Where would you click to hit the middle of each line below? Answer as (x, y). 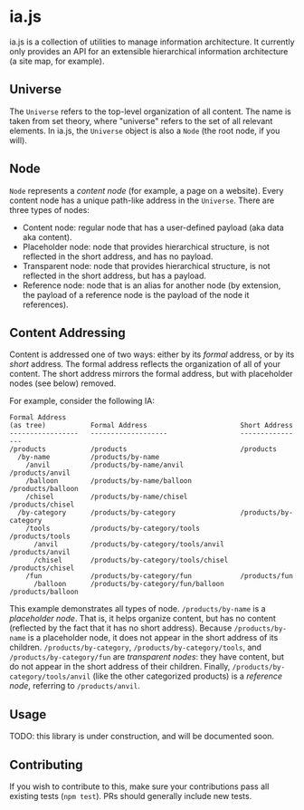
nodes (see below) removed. (63, 383)
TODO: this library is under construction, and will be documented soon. (142, 737)
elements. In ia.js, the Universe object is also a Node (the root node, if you (145, 130)
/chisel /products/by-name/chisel (107, 497)
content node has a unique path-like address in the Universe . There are (142, 200)
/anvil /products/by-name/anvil (104, 465)
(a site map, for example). (57, 61)
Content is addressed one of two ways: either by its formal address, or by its (152, 354)
